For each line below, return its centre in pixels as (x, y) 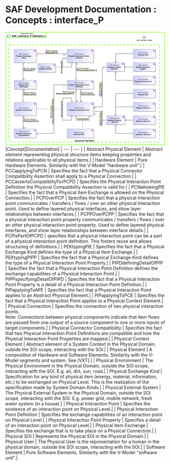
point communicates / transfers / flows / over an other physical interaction (83, 203)
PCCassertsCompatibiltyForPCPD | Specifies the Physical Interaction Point (83, 182)
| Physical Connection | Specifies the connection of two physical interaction (84, 306)
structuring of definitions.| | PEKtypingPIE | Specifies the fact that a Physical (85, 247)
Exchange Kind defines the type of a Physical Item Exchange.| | (72, 252)
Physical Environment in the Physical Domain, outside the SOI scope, (77, 366)
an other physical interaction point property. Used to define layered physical (85, 225)
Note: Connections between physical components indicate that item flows (82, 317)
